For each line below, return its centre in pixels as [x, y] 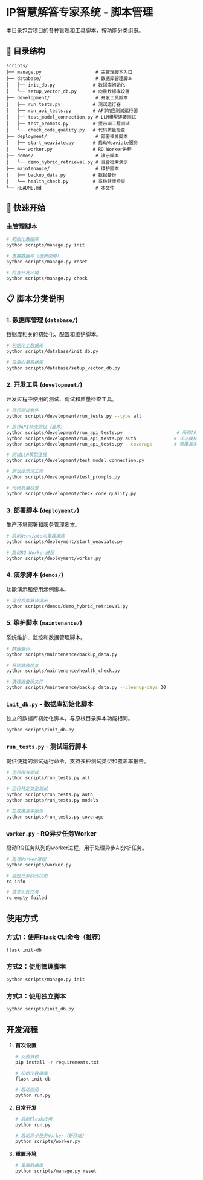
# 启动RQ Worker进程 [30, 552]
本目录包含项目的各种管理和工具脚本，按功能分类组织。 [75, 30]
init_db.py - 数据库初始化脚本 [50, 704]
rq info [16, 882]
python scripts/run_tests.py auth [50, 795]
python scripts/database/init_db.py [52, 352]
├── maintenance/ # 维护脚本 [63, 168]
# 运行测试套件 [23, 410]
